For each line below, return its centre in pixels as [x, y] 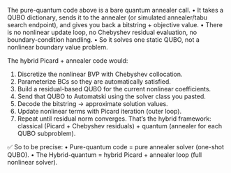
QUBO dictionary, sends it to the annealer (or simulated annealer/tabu [107, 17]
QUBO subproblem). [46, 133]
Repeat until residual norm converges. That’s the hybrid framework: [114, 119]
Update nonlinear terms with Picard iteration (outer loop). [99, 111]
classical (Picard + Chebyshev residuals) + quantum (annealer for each [119, 126]
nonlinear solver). [32, 162]
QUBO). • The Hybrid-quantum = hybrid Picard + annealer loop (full [105, 155]
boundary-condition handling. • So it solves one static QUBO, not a [104, 40]
